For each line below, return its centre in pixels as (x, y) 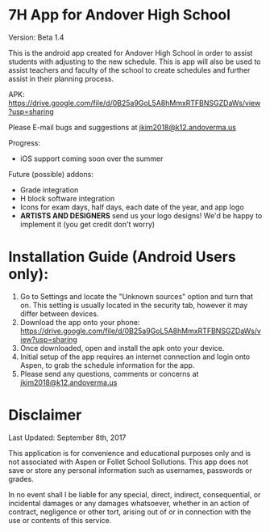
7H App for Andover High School (120, 15)
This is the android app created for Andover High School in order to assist (131, 53)
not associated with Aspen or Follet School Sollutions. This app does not (128, 462)
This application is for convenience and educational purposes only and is (130, 453)
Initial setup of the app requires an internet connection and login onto (135, 357)
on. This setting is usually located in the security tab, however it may (134, 305)
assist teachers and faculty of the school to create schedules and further (129, 70)
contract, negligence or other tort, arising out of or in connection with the (130, 512)
